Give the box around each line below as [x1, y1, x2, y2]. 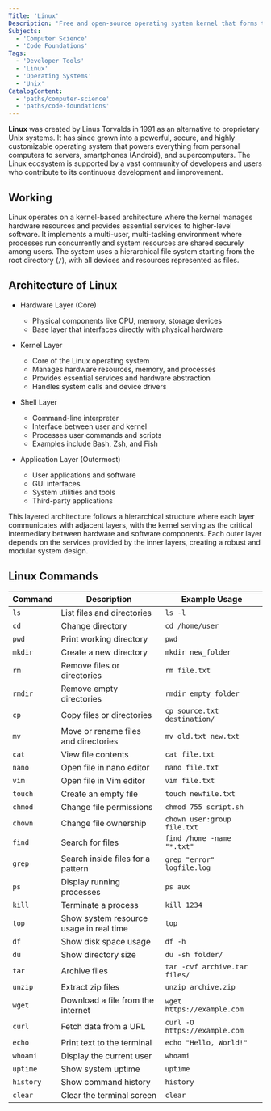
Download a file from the [60, 994, 155, 1006]
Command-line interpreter [31, 413, 119, 422]
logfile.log [165, 863, 211, 872]
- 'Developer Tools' [15, 57, 85, 66]
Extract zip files [60, 981, 120, 992]
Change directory [60, 620, 127, 631]
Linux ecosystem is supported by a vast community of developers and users [8, 159, 262, 168]
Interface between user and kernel [31, 422, 148, 431]
